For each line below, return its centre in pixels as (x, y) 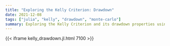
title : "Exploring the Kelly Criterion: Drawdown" (60, 10)
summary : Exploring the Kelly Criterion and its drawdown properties (80, 24)
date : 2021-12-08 (24, 15)
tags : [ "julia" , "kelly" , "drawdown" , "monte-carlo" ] (63, 19)
